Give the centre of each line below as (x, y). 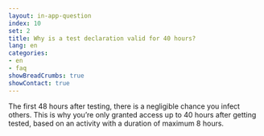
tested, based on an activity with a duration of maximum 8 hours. (116, 123)
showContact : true (39, 83)
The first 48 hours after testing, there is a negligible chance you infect (124, 106)
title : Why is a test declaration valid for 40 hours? (102, 38)
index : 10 (25, 23)
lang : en (23, 46)
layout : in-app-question (50, 16)
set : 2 (19, 31)
